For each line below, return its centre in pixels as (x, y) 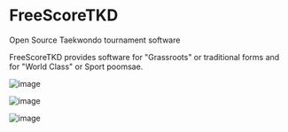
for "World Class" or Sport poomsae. (76, 66)
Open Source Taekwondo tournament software (95, 40)
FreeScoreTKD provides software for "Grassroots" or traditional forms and (144, 57)
